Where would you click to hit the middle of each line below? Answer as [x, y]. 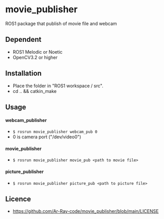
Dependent [23, 40]
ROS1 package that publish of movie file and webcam [61, 23]
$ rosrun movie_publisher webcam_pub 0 [55, 132]
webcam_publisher [26, 120]
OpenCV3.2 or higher [35, 57]
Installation [23, 73]
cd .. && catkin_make [35, 91]
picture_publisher [25, 172]
